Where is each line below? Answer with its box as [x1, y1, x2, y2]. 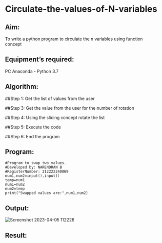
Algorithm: [5, 82, 39, 91]
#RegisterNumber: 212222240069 [5, 169, 69, 174]
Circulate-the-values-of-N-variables [5, 3, 158, 15]
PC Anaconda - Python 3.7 [5, 68, 59, 74]
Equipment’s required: [5, 55, 74, 64]
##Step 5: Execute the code [5, 124, 61, 130]
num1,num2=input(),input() [5, 173, 60, 178]
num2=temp [5, 186, 25, 192]
